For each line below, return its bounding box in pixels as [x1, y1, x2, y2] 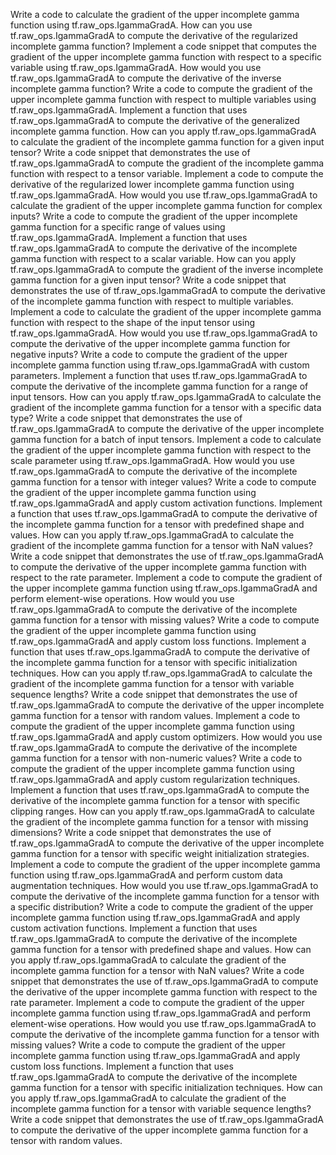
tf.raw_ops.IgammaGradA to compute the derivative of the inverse [10, 72, 282, 84]
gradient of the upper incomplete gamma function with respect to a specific [10, 51, 323, 63]
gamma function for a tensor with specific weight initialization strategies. [10, 848, 310, 859]
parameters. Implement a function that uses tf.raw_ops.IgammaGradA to [10, 370, 308, 381]
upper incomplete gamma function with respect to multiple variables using [10, 94, 317, 105]
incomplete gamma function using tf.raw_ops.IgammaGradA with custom [10, 359, 310, 371]
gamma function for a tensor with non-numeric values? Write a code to [10, 752, 303, 764]
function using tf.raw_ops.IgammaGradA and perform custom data [10, 869, 283, 881]
